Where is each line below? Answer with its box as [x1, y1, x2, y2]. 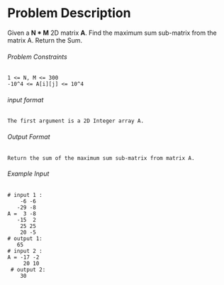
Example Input [7, 169, 50, 178]
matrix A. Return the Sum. [7, 36, 83, 44]
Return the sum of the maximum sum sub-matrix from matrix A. [7, 154, 195, 161]
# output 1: [7, 235, 43, 242]
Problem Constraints [7, 52, 67, 61]
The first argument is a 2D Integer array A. [7, 117, 144, 125]
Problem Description [7, 5, 131, 21]
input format [7, 95, 44, 104]
